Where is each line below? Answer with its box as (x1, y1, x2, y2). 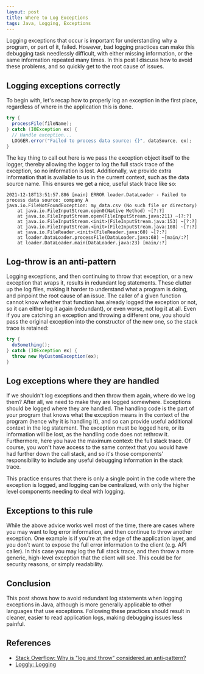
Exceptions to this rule (6, 505, 93, 516)
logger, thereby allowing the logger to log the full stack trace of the (6, 161, 174, 168)
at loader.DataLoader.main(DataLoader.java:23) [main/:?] (17, 240, 167, 246)
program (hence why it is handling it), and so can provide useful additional (6, 418, 193, 425)
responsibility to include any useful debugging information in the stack (6, 456, 183, 464)
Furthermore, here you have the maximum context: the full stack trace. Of (6, 437, 191, 445)
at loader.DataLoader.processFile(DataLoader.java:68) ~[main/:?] (17, 235, 189, 241)
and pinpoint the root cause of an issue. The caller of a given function (6, 292, 181, 299)
